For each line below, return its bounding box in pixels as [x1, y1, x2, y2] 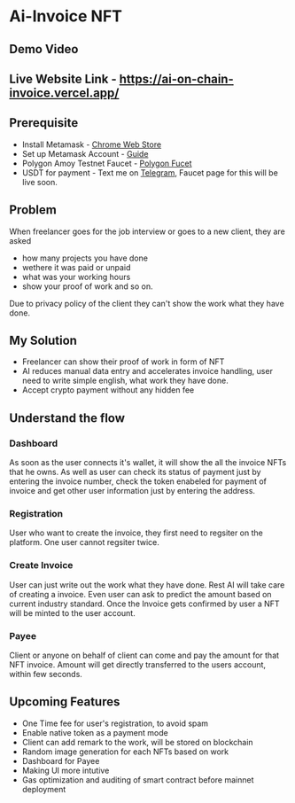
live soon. [21, 176, 58, 187]
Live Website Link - [9, 71, 117, 86]
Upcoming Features [9, 694, 120, 710]
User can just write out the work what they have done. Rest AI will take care [9, 579, 285, 590]
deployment [21, 784, 66, 794]
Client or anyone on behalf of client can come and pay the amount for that [9, 650, 280, 660]
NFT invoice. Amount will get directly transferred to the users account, [9, 659, 267, 670]
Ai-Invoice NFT [9, 6, 122, 27]
